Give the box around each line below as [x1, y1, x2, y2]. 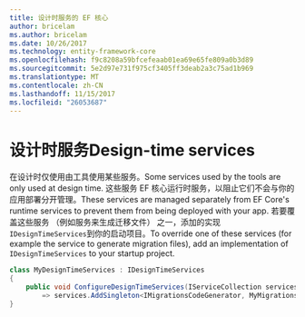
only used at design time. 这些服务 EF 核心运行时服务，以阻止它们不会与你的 [9, 183, 295, 193]
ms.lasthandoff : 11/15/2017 [9, 89, 116, 98]
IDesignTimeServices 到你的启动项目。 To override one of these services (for [9, 228, 292, 239]
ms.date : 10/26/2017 [9, 38, 88, 48]
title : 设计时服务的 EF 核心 [9, 13, 109, 23]
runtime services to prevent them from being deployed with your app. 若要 [9, 205, 288, 216]
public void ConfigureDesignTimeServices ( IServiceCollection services [25, 282, 299, 292]
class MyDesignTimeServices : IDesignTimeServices [9, 265, 205, 275]
